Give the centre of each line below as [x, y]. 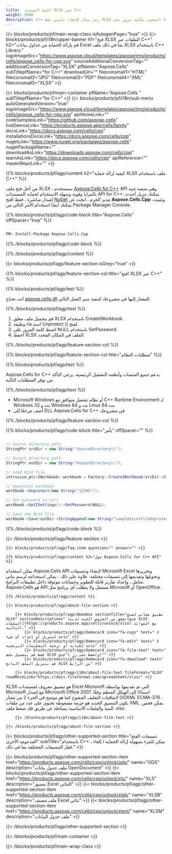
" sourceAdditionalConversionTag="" [109, 61]
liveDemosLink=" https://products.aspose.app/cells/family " [67, 125]
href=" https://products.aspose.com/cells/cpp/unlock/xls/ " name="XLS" [81, 778]
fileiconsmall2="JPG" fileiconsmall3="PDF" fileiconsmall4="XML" [75, 78]
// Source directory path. [34, 444]
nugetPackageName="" [31, 147]
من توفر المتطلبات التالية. [30, 380]
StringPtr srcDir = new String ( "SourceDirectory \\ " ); [64, 449]
